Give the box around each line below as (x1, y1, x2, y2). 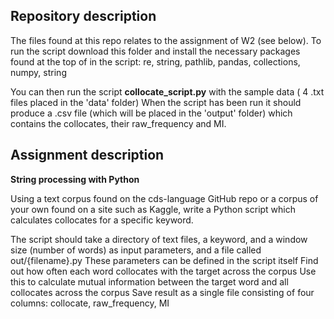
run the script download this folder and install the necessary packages (10, 45, 301, 57)
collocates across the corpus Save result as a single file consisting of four (10, 286, 315, 298)
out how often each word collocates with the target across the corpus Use (10, 265, 317, 277)
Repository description (10, 8, 157, 25)
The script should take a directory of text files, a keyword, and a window (10, 233, 308, 245)
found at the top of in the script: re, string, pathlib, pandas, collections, (10, 55, 301, 68)
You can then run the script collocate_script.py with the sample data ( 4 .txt (10, 85, 325, 98)
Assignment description (10, 147, 165, 164)
